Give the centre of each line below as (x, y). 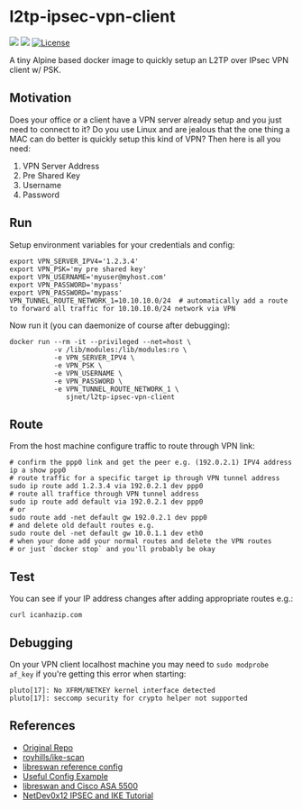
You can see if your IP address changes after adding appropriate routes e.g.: (151, 599)
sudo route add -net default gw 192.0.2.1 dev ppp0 (108, 518)
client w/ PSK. (35, 69)
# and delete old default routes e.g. (82, 526)
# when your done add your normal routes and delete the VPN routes (141, 541)
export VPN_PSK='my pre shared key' (78, 269)
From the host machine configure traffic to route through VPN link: (132, 446)
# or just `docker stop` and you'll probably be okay (113, 550)
